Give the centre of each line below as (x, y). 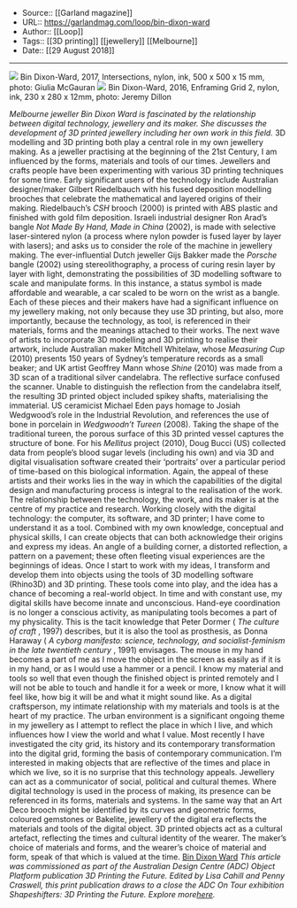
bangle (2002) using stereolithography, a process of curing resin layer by (142, 264)
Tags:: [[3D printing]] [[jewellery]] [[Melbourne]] (110, 41)
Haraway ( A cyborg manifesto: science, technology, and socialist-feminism (147, 640)
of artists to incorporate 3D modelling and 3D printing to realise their (133, 339)
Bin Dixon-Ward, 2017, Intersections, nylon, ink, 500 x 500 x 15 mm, (142, 77)
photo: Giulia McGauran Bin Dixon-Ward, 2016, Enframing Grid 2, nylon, (145, 87)
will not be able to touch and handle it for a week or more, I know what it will (148, 688)
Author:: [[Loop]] (53, 31)
